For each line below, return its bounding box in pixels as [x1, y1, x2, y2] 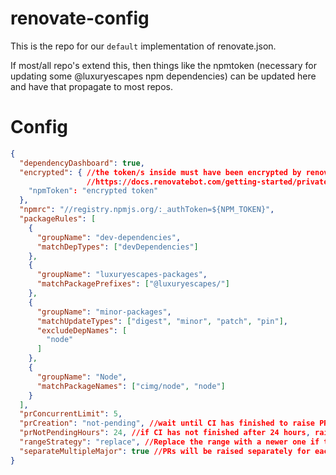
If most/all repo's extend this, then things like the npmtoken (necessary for [10, 59, 318, 71]
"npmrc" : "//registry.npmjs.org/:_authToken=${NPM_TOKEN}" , [19, 205, 275, 215]
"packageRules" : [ [19, 214, 97, 224]
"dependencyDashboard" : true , [19, 158, 145, 168]
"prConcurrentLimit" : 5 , [19, 409, 123, 419]
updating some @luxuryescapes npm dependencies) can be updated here [10, 70, 317, 82]
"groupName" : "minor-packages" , [36, 307, 172, 317]
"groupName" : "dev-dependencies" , [36, 232, 182, 242]
